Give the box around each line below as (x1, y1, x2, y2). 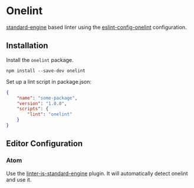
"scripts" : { (17, 106, 49, 112)
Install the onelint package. (6, 56, 74, 63)
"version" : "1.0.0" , (17, 100, 67, 107)
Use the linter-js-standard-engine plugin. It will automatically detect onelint (6, 170, 188, 177)
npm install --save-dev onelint (6, 68, 86, 74)
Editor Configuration (6, 138, 83, 149)
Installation (6, 41, 48, 51)
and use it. (6, 176, 32, 183)
